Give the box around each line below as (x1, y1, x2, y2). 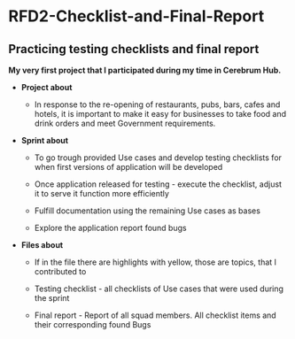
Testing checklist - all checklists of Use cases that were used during (34, 283, 284, 294)
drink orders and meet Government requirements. (34, 118, 216, 128)
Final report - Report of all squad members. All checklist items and (34, 310, 276, 320)
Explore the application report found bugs (34, 223, 187, 233)
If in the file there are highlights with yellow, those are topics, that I (34, 257, 276, 267)
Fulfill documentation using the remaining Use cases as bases (34, 205, 260, 216)
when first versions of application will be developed (34, 162, 223, 172)
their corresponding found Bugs (34, 320, 151, 329)
